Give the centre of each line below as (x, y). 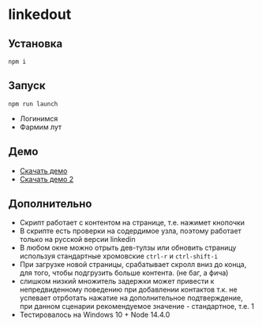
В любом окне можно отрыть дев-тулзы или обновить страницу (128, 248)
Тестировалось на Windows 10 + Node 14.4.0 (95, 315)
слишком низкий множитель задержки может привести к (117, 281)
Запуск (27, 85)
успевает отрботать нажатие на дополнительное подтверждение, (131, 298)
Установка (36, 44)
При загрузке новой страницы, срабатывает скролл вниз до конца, (133, 265)
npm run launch (33, 104)
